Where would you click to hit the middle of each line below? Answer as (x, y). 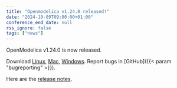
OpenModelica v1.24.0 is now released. (54, 50)
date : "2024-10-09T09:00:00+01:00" (50, 17)
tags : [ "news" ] (25, 33)
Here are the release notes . (39, 79)
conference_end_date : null (39, 22)
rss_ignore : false (29, 28)
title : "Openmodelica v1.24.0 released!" (58, 11)
